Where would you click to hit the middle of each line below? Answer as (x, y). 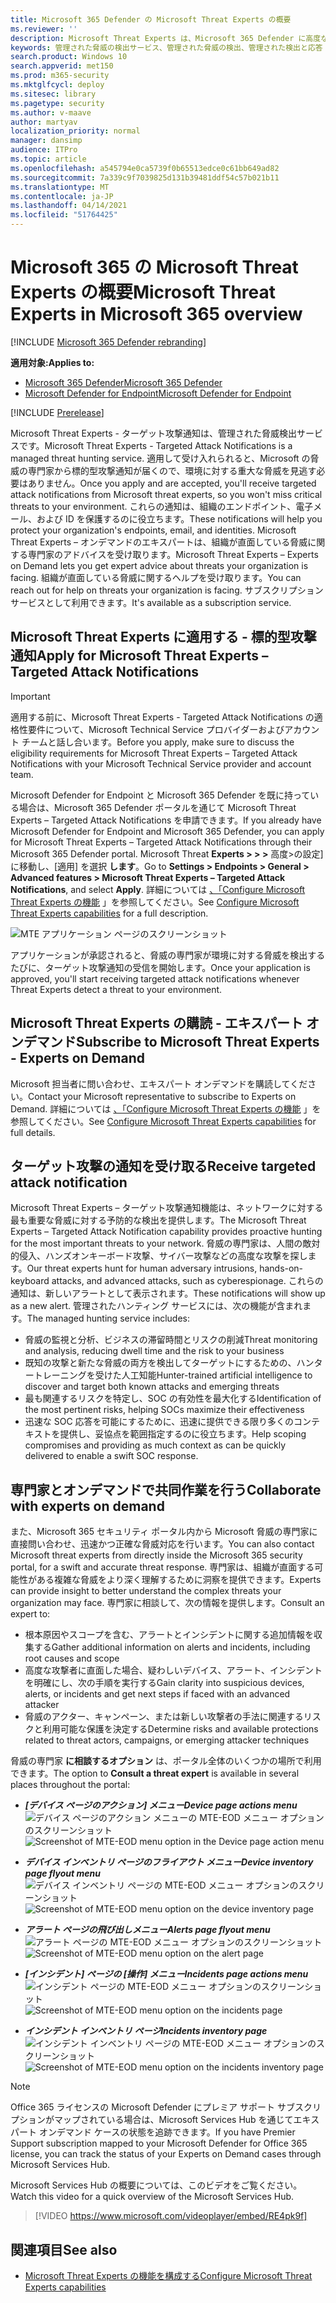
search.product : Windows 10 (69, 57)
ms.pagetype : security (57, 103)
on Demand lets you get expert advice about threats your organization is (159, 565)
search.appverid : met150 (62, 66)
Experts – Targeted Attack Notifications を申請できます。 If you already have (166, 820)
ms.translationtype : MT (60, 187)
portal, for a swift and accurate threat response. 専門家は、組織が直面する (162, 1567)
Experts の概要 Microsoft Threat (143, 292)
